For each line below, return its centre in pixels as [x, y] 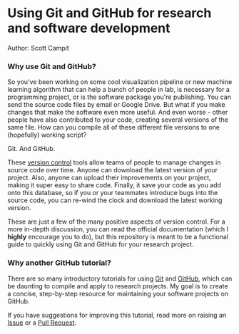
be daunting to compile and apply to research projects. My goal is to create [118, 286]
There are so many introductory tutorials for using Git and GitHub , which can [120, 278]
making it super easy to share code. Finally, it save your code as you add [114, 185]
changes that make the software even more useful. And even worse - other [118, 113]
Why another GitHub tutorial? [60, 263]
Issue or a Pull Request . [42, 323]
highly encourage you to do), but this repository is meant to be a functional [118, 237]
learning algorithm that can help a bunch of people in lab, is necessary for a [119, 90]
